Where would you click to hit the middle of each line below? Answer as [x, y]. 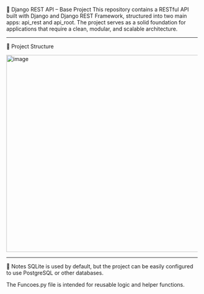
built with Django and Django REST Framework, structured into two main [97, 16]
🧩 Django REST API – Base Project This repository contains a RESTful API [98, 9]
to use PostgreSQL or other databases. [55, 273]
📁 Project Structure [30, 46]
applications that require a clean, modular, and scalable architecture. [92, 29]
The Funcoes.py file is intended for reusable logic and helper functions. [96, 285]
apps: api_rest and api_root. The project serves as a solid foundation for [96, 22]
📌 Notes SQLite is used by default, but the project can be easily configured [100, 266]
